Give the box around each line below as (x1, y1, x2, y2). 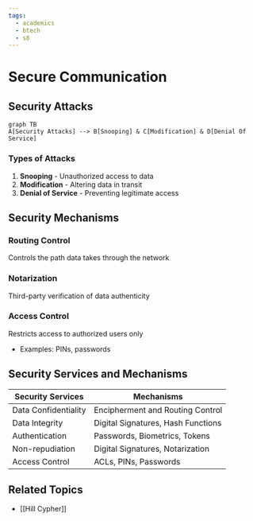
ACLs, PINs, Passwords (94, 456, 181, 467)
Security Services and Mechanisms (8, 367, 188, 381)
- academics (15, 19, 56, 27)
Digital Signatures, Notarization (94, 443, 210, 454)
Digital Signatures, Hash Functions (94, 417, 222, 428)
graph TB (8, 121, 37, 129)
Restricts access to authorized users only (8, 329, 144, 338)
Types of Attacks (8, 153, 75, 164)
